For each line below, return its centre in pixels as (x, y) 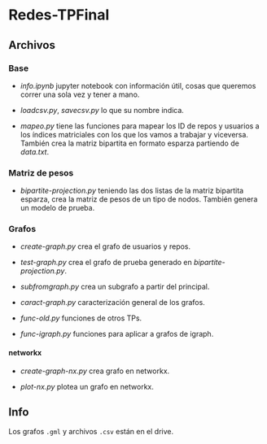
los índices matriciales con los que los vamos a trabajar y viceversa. (134, 134)
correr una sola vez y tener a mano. (80, 94)
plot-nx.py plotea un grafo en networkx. (87, 386)
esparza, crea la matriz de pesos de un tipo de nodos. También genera (139, 199)
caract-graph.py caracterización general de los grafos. (112, 303)
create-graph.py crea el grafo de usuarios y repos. (105, 246)
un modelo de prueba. (57, 208)
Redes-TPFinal (59, 15)
